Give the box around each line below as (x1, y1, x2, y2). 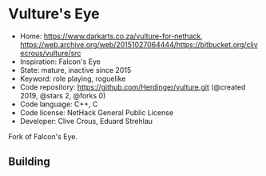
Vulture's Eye (8, 5, 100, 23)
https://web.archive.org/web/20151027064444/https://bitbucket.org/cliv (19, 39, 258, 49)
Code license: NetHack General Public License (19, 107, 174, 117)
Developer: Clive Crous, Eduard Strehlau (19, 116, 153, 126)
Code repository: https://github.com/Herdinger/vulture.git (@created (19, 82, 246, 92)
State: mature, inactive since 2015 (19, 65, 132, 74)
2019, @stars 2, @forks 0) (19, 90, 106, 100)
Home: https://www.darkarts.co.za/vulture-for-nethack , (19, 31, 204, 41)
